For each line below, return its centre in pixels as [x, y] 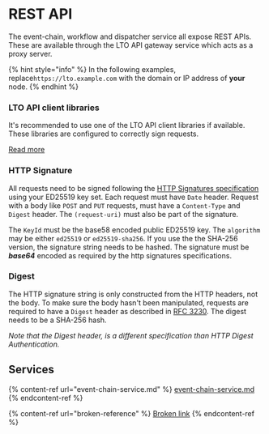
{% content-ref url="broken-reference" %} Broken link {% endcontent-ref [132, 413]
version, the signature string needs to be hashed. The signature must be [129, 247]
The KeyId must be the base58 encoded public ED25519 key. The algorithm [134, 230]
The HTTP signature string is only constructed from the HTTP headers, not [133, 294]
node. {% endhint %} [44, 87]
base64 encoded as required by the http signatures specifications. [120, 255]
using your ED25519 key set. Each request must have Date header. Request [134, 197]
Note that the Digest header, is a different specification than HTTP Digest [131, 335]
